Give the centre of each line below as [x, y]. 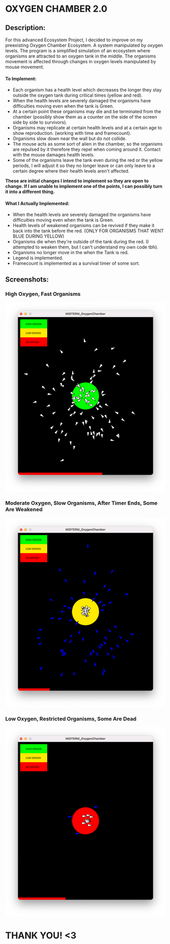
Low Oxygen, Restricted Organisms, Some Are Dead [71, 718]
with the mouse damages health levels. [54, 155]
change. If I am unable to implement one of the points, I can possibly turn [84, 186]
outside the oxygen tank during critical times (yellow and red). [77, 95]
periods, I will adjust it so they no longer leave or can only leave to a [84, 165]
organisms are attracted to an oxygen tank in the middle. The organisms [81, 56]
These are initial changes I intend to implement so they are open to [77, 181]
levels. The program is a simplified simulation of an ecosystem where [78, 51]
